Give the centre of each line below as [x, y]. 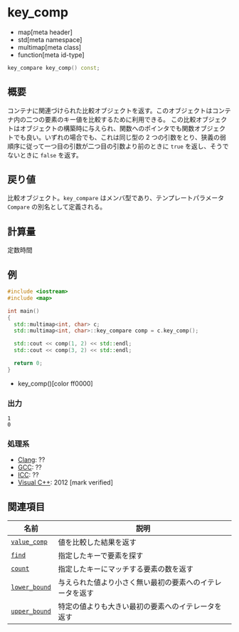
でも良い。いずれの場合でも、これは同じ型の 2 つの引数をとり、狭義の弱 [119, 137]
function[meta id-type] [51, 55]
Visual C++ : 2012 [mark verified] [65, 482]
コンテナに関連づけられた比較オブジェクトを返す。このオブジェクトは [110, 110]
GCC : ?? [30, 467]
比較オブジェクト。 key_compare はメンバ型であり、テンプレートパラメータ [116, 198]
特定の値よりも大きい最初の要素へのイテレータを [140, 606]
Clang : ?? [31, 460]
